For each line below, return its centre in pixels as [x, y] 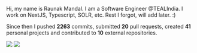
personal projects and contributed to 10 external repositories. [82, 33]
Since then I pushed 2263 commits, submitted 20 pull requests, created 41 [99, 26]
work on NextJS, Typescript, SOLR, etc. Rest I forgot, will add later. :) [91, 15]
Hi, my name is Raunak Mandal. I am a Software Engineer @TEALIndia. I [95, 9]
